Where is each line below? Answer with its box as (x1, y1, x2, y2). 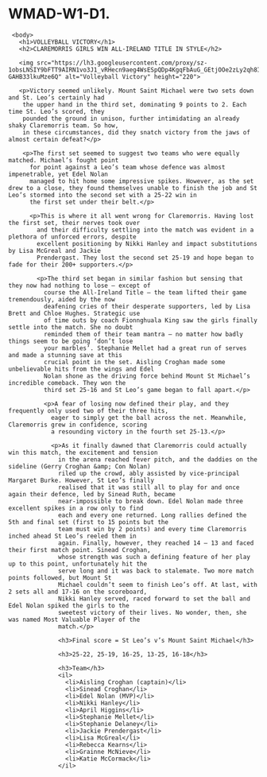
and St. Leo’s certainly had (8, 93, 105, 102)
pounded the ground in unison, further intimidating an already (22, 115, 240, 122)
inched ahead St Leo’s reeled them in (8, 532, 137, 540)
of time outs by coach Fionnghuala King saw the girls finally (43, 316, 258, 324)
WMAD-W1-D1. (8, 5, 110, 23)
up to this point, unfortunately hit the (8, 560, 148, 568)
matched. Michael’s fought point (8, 156, 119, 164)
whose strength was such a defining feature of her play (58, 553, 250, 561)
